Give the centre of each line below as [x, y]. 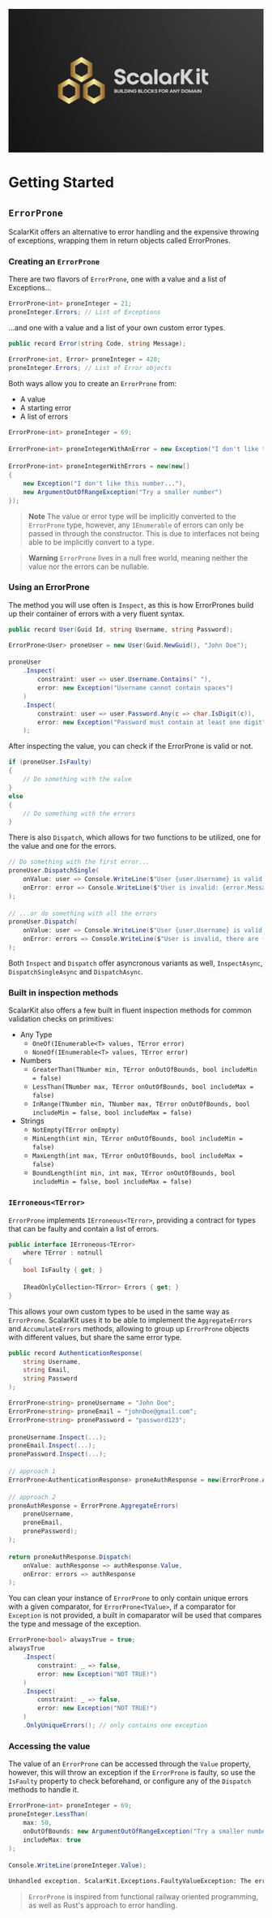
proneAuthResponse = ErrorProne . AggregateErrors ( [94, 1506]
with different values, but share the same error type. [95, 1337]
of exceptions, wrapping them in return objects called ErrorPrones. [119, 241]
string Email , [47, 1370]
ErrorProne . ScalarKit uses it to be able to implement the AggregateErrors [130, 1320]
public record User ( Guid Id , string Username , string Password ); [121, 630]
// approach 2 [32, 1497]
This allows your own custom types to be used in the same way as [119, 1311]
